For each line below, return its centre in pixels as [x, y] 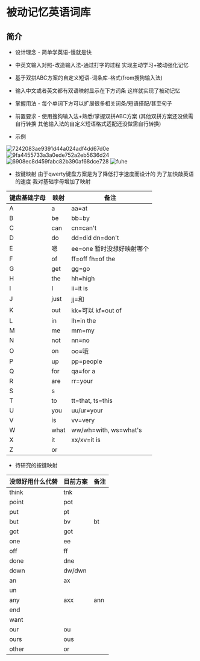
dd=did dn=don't [95, 238]
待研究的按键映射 [36, 465]
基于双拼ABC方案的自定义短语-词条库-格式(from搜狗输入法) [89, 78]
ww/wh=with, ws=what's [107, 430]
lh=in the [84, 321]
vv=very [83, 420]
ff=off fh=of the [93, 259]
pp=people [87, 361]
